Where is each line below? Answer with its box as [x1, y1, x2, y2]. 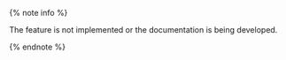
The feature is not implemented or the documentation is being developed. [9, 25, 278, 34]
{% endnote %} [9, 41, 66, 52]
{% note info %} [9, 8, 68, 18]
